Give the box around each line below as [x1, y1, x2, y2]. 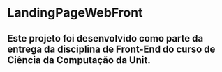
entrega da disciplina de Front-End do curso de [7, 43, 216, 55]
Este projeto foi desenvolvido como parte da [7, 33, 204, 44]
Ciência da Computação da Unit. [7, 54, 151, 66]
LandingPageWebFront [7, 5, 143, 21]
